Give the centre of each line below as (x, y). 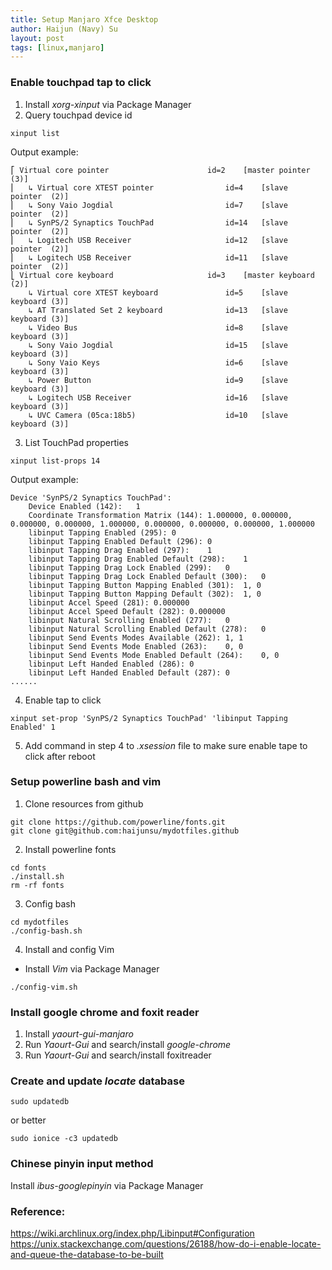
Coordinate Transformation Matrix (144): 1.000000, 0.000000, (160, 515)
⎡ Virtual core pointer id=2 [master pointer (160, 170)
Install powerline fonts (70, 849)
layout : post (37, 38)
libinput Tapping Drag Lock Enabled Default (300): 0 (147, 576)
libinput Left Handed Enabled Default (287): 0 (129, 672)
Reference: (38, 1211)
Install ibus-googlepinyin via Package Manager (107, 1185)
